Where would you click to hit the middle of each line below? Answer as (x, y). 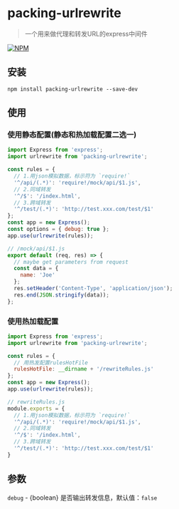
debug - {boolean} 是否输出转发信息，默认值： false (82, 498)
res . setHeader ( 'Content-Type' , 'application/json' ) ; (93, 289)
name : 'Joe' (38, 275)
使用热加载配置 (33, 321)
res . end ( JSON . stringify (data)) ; (62, 295)
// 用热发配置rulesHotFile (51, 363)
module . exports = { (36, 408)
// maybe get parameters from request (71, 262)
